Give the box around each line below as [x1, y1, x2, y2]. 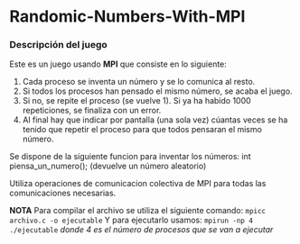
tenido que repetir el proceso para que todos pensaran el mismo [22, 124, 262, 135]
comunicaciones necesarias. [9, 187, 117, 199]
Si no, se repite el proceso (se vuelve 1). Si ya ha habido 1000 [22, 95, 251, 106]
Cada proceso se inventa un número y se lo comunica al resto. [22, 77, 256, 87]
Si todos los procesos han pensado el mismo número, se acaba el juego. [22, 86, 293, 96]
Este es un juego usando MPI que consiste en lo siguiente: [9, 59, 228, 69]
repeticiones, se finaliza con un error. [22, 105, 162, 116]
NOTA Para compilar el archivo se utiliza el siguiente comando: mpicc [9, 205, 267, 216]
